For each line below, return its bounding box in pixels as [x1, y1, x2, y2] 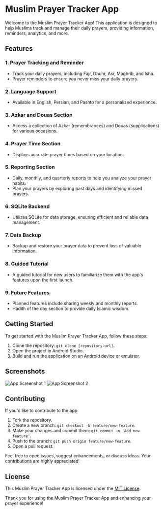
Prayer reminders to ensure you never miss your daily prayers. [12, 75, 138, 82]
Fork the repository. [12, 417, 53, 423]
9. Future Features [5, 289, 50, 296]
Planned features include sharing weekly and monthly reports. [12, 301, 138, 306]
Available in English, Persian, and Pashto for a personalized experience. [12, 99, 157, 105]
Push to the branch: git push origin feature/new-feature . [12, 438, 132, 444]
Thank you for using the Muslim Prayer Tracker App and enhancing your [5, 495, 151, 501]
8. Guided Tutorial [5, 260, 49, 267]
